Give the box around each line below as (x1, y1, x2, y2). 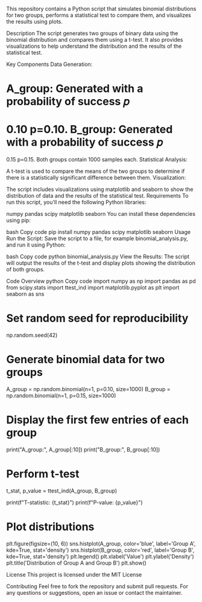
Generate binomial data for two (6, 353, 165, 366)
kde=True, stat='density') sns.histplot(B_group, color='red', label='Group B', (6, 546, 195, 554)
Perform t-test (6, 467, 80, 481)
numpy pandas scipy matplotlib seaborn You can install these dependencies (6, 210, 196, 218)
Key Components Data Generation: (6, 60, 93, 68)
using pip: (6, 217, 31, 224)
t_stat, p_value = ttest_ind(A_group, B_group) (6, 487, 118, 494)
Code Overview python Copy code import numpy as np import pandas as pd (6, 277, 196, 285)
